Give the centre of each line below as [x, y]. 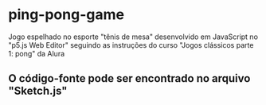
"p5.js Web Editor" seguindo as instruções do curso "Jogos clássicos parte [131, 45]
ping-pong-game [66, 15]
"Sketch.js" [38, 91]
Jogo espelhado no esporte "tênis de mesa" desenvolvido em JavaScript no [133, 37]
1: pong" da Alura [37, 53]
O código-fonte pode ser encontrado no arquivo [129, 78]
